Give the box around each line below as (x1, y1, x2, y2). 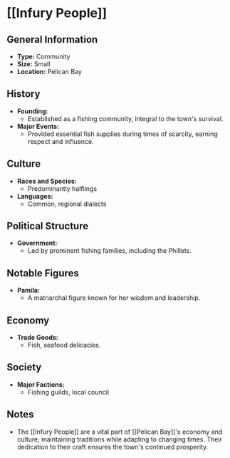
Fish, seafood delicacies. (27, 340, 101, 350)
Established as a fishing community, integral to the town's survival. (27, 114, 224, 123)
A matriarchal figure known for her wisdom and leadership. (27, 293, 201, 302)
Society (6, 361, 42, 373)
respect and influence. (27, 137, 94, 145)
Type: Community (16, 52, 70, 61)
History (6, 88, 41, 100)
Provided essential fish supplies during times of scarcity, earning (27, 130, 218, 138)
